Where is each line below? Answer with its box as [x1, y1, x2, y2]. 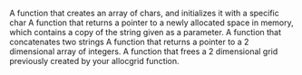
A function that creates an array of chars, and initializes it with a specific [9, 8, 279, 18]
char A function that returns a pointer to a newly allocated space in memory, [9, 17, 295, 28]
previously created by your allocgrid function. [9, 56, 180, 66]
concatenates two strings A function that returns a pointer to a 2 [9, 36, 249, 47]
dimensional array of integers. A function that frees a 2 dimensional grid [9, 46, 278, 57]
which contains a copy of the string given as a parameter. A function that [9, 27, 282, 37]
